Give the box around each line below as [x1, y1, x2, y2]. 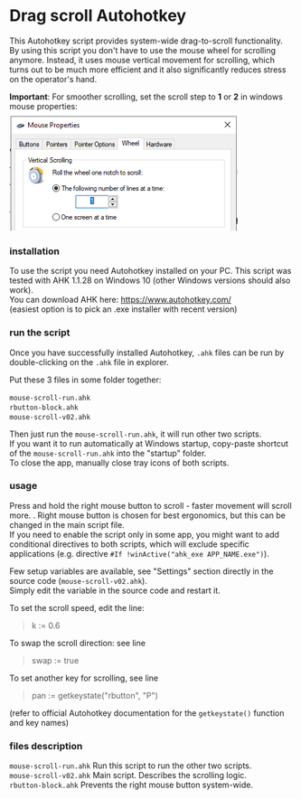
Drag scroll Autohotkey [9, 5, 187, 26]
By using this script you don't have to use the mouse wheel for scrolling [9, 44, 276, 55]
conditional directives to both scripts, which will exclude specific [9, 539, 250, 550]
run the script [9, 326, 71, 339]
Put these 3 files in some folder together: [9, 374, 162, 385]
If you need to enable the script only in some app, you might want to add [9, 529, 280, 540]
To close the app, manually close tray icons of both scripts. [9, 457, 230, 468]
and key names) [9, 717, 70, 728]
